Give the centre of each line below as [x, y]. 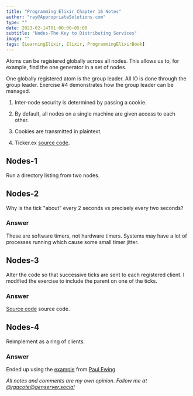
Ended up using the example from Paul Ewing [61, 370]
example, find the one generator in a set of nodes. [66, 67]
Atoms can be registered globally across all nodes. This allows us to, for [93, 61]
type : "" [17, 22]
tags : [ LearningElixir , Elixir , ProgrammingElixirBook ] [75, 45]
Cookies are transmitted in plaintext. [58, 131]
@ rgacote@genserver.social [40, 387]
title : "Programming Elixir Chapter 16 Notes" [64, 11]
